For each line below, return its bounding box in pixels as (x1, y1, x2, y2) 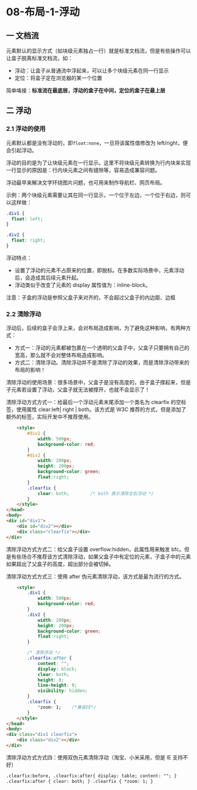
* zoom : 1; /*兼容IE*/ (37, 704, 97, 710)
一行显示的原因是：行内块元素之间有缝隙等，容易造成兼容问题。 (6, 166, 160, 173)
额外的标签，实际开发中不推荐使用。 (6, 414, 94, 421)
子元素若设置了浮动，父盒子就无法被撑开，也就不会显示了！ (6, 386, 150, 394)
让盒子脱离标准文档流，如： (6, 55, 73, 62)
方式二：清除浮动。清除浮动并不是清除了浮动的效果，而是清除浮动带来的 (14, 359, 189, 366)
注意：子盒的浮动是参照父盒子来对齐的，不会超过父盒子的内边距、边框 (6, 294, 176, 301)
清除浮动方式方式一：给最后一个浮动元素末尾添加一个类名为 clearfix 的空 (6, 399, 182, 406)
